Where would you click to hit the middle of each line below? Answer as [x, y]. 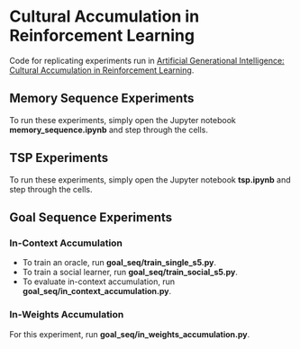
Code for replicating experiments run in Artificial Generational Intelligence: [147, 60]
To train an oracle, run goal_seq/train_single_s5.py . [119, 263]
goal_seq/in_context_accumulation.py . [97, 291]
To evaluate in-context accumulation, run [99, 282]
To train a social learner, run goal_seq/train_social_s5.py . [130, 273]
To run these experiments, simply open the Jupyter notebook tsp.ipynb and [150, 179]
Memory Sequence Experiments [102, 98]
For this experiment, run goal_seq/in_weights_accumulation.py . [130, 334]
